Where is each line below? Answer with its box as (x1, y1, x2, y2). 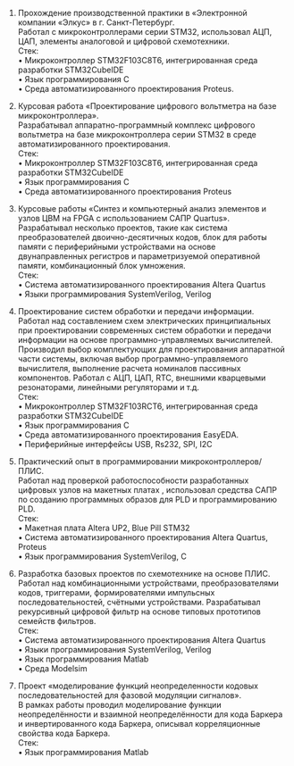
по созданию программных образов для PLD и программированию (17, 495, 278, 504)
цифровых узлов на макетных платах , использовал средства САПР (17, 485, 278, 495)
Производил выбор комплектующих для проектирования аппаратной (17, 344, 286, 354)
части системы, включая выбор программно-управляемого (17, 354, 248, 364)
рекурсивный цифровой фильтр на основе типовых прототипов (17, 606, 261, 617)
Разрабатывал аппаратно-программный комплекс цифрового (17, 120, 256, 130)
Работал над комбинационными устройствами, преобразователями (17, 578, 280, 588)
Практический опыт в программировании (17, 456, 179, 467)
